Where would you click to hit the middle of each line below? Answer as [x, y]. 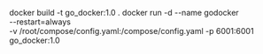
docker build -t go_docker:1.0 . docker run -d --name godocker [124, 13]
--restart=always [40, 22]
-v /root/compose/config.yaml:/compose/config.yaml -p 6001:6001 [131, 31]
